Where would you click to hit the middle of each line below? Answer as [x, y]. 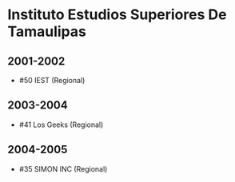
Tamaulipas [47, 32]
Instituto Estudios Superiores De [117, 15]
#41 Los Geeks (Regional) [61, 125]
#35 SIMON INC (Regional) [63, 168]
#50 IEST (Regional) [52, 80]
